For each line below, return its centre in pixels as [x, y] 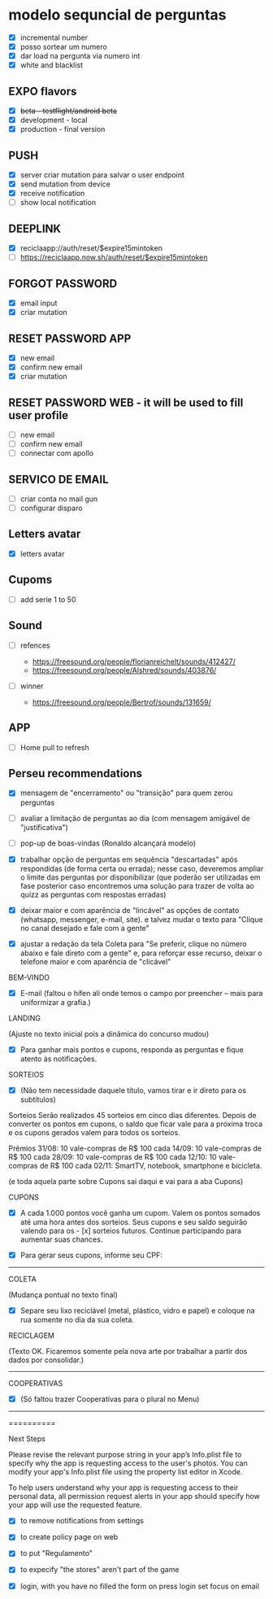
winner [32, 686]
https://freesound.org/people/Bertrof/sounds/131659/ [121, 702]
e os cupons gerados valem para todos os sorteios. [94, 1132]
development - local [54, 120]
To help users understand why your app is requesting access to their [123, 1488]
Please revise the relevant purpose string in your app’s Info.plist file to [125, 1455]
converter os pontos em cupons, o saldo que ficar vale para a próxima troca [135, 1124]
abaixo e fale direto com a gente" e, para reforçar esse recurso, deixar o [141, 953]
